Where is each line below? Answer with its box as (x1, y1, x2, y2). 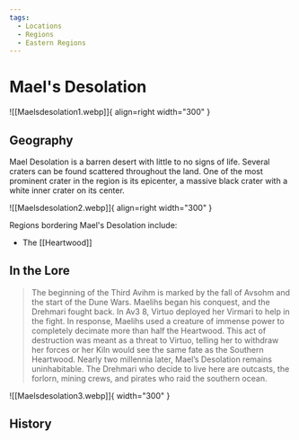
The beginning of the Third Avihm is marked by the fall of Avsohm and (31, 286, 290, 297)
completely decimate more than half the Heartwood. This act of (31, 325, 267, 336)
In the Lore (9, 263, 70, 278)
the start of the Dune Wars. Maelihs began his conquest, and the (31, 296, 271, 307)
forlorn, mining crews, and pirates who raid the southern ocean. (31, 373, 268, 383)
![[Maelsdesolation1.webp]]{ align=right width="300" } (9, 107, 211, 118)
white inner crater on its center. (9, 185, 126, 196)
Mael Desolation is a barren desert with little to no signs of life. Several (9, 156, 270, 167)
